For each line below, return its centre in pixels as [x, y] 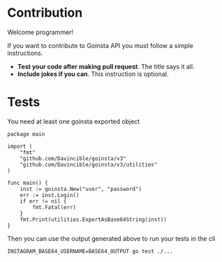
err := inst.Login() [50, 195]
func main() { [28, 183]
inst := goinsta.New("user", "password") [81, 189]
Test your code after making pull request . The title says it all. [106, 66]
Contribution [45, 13]
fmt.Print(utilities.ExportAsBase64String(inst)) [94, 219]
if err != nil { [44, 201]
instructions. [25, 53]
